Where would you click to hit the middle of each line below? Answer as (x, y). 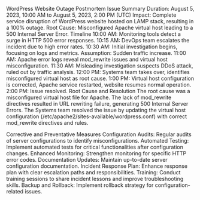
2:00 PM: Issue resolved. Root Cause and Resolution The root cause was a (98, 91)
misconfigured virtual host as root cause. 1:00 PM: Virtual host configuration (100, 78)
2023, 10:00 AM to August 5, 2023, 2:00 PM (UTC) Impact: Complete (91, 15)
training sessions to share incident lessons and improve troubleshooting (95, 179)
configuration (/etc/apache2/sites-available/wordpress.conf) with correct (97, 116)
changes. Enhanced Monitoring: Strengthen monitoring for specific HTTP (96, 153)
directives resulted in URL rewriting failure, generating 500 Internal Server (97, 104)
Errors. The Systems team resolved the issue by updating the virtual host (96, 110)
